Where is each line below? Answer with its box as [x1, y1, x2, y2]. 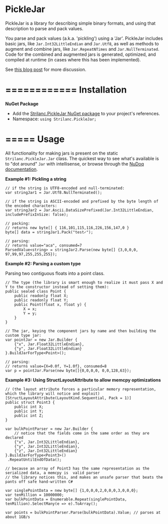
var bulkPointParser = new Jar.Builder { [5, 426, 94, 431]
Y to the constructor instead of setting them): [5, 284, 109, 289]
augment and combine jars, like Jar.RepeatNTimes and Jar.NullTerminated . [5, 46, 159, 52]
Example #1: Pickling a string [5, 176, 67, 182]
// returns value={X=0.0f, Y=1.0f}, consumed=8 [5, 363, 107, 368]
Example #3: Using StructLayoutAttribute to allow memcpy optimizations [5, 377, 161, 383]
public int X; [14, 404, 44, 409]
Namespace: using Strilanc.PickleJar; [12, 116, 97, 122]
